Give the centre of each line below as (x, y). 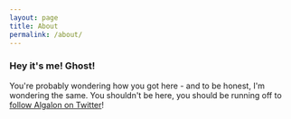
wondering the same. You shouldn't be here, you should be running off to (145, 95)
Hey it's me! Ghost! (52, 66)
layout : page (34, 18)
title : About (34, 26)
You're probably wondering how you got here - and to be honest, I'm (137, 86)
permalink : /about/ (46, 34)
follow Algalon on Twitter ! (57, 105)
